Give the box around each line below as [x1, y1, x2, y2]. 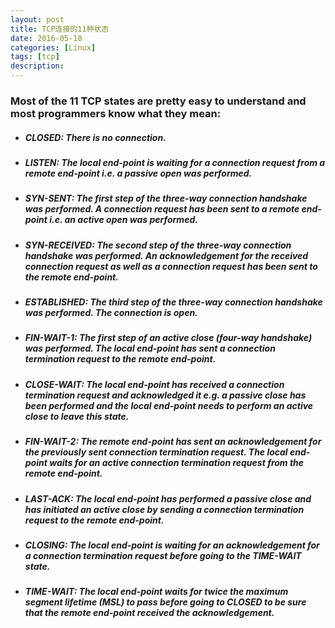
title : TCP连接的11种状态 [10, 24, 110, 34]
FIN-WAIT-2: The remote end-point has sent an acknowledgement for [24, 436, 322, 448]
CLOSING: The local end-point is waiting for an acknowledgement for [24, 539, 320, 551]
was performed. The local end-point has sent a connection [24, 342, 276, 355]
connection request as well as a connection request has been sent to [24, 260, 318, 272]
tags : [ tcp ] [10, 52, 60, 62]
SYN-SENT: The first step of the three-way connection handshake [24, 192, 308, 205]
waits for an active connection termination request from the [49, 457, 305, 469]
